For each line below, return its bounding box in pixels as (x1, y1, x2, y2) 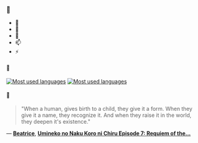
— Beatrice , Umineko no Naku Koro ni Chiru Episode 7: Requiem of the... (6, 130, 191, 137)
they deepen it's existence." (21, 118, 91, 125)
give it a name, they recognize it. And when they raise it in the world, (21, 111, 192, 119)
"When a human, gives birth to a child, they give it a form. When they (21, 105, 193, 112)
